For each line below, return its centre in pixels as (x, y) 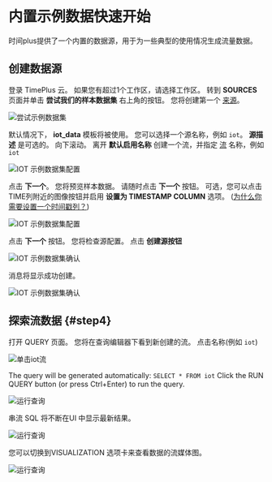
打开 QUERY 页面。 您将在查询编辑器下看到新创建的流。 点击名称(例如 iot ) (133, 342)
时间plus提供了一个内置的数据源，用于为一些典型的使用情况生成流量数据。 (133, 41)
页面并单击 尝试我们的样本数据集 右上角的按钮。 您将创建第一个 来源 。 (126, 100)
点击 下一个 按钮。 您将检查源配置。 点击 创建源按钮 (95, 241)
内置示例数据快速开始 (80, 17)
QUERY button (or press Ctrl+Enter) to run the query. (97, 384)
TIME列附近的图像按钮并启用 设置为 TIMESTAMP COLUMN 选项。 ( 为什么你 (135, 196)
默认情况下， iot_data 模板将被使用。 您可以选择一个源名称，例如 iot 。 (128, 134)
